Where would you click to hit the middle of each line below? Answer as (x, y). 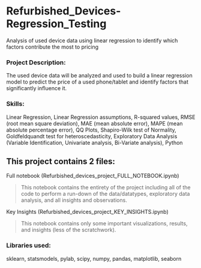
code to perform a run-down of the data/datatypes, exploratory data (105, 194)
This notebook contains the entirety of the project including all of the (106, 187)
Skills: (16, 104)
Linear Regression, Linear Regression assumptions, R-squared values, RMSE (101, 117)
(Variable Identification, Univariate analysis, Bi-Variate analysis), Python (94, 142)
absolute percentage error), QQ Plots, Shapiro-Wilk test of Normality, (91, 130)
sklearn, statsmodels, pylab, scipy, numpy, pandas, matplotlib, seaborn (94, 258)
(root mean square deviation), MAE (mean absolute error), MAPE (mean (94, 123)
